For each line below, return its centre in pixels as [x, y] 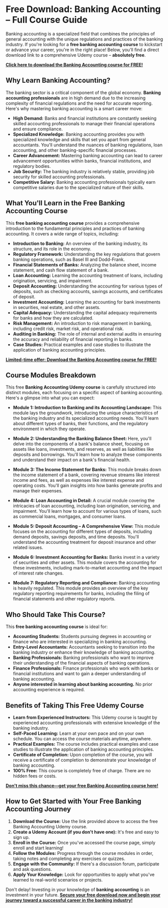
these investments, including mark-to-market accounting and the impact [87, 568]
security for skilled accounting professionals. [59, 177]
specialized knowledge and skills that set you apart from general [79, 139]
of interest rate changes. [38, 573]
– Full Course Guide [47, 20]
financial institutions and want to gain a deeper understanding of [79, 674]
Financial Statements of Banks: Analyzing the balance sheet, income [84, 264]
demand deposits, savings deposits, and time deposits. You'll [76, 537]
